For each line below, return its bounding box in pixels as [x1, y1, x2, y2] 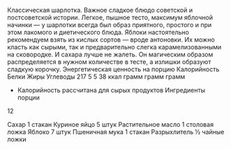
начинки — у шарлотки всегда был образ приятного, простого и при [7, 21, 212, 29]
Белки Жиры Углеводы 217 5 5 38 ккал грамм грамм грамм [7, 72, 186, 81]
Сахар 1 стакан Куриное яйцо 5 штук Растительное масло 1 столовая [7, 120, 214, 128]
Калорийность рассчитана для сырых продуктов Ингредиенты [17, 86, 206, 94]
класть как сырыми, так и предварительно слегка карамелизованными [7, 43, 222, 51]
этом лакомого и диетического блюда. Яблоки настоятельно [7, 28, 190, 36]
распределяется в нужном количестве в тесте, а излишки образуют [7, 58, 211, 65]
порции [17, 93, 40, 102]
